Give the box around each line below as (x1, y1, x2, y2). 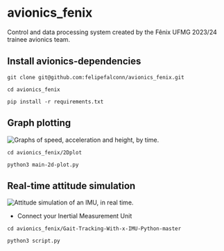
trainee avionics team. (7, 35, 71, 43)
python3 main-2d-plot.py (7, 161, 79, 168)
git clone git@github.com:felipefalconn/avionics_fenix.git (7, 74, 185, 81)
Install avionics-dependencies (7, 56, 141, 67)
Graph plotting (7, 117, 71, 129)
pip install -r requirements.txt (7, 98, 104, 105)
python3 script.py (7, 238, 60, 245)
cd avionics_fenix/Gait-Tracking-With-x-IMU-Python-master (7, 225, 182, 232)
